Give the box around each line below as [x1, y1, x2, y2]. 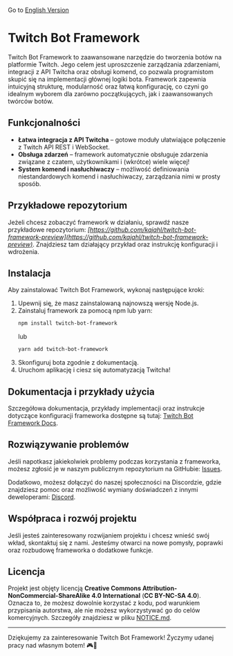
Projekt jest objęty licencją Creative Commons [8, 584, 141, 592]
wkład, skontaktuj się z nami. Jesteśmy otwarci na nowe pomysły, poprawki [8, 538, 223, 547]
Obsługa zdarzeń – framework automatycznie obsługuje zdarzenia [17, 150, 208, 158]
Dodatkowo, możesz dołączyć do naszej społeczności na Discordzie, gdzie [8, 477, 222, 486]
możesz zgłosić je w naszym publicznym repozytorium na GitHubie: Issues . [8, 464, 223, 473]
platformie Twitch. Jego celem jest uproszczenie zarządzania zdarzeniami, [8, 60, 221, 69]
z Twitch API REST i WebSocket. [17, 143, 110, 151]
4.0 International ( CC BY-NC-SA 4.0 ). [91, 592, 201, 600]
